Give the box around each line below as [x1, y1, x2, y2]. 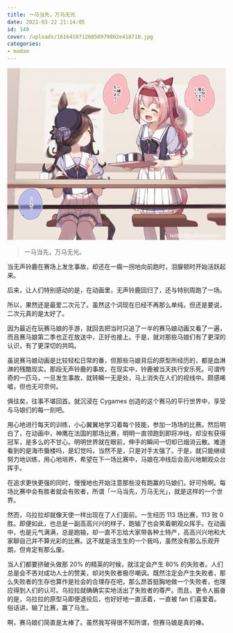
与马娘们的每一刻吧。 [7, 405, 68, 414]
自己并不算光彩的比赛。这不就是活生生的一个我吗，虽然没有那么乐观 [19, 537, 214, 545]
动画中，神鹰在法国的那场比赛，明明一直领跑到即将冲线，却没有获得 [31, 429, 226, 437]
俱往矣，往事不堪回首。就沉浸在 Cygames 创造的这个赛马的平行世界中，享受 [7, 396, 226, 405]
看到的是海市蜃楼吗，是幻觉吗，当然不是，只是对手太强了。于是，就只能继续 [7, 446, 226, 455]
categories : [7, 40, 42, 48]
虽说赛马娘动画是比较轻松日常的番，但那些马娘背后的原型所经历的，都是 [7, 356, 214, 364]
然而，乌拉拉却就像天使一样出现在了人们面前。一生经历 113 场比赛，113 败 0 [7, 510, 224, 518]
